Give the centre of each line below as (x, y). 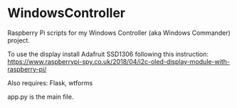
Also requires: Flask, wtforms (50, 82)
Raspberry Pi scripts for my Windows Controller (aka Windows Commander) (119, 33)
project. (19, 40)
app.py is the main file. (41, 97)
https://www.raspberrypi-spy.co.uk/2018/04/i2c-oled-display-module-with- (118, 61)
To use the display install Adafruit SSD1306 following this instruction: (108, 54)
